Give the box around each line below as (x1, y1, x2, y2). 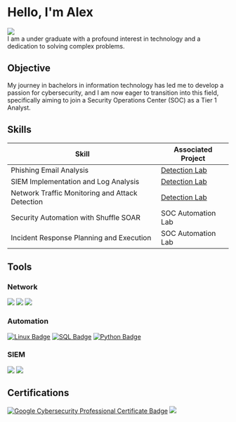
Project (181, 153, 206, 163)
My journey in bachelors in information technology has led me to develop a (7, 81, 224, 89)
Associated (173, 145, 213, 154)
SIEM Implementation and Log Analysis (11, 176, 140, 186)
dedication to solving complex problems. (7, 41, 125, 50)
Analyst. (7, 103, 32, 112)
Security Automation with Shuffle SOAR (11, 212, 140, 222)
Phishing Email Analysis (11, 165, 89, 175)
